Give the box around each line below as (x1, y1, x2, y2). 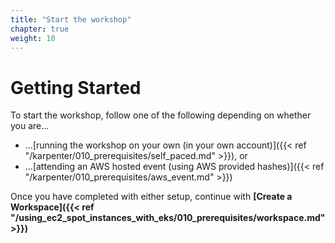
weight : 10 (10, 33, 56, 43)
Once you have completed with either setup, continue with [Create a (10, 191, 293, 203)
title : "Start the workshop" (10, 14, 132, 25)
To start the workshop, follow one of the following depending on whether (10, 109, 312, 121)
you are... (10, 120, 50, 132)
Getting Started (10, 76, 142, 99)
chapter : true (10, 24, 70, 34)
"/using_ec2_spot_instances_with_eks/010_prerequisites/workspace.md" (10, 212, 326, 224)
